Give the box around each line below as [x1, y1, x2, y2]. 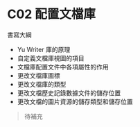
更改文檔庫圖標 [17, 71, 60, 80]
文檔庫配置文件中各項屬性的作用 [17, 62, 109, 71]
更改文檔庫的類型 [17, 80, 67, 88]
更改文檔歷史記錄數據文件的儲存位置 [17, 88, 121, 97]
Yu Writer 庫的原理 [17, 45, 71, 53]
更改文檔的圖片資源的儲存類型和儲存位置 [17, 97, 133, 105]
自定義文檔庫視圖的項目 [17, 53, 85, 62]
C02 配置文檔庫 [7, 6, 96, 22]
